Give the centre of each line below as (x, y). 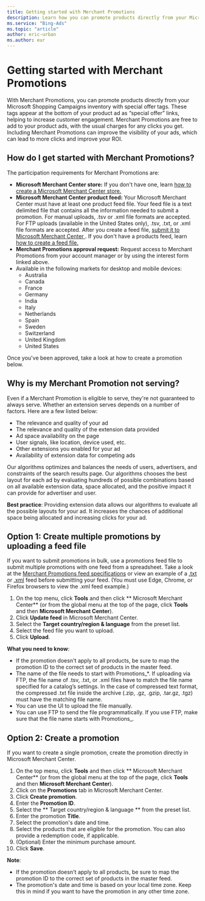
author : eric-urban (32, 35)
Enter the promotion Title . (48, 816)
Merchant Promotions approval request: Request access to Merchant (104, 249)
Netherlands (40, 313)
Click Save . (30, 849)
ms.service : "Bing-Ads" (37, 23)
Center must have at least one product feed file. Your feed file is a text (104, 204)
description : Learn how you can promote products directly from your (97, 18)
